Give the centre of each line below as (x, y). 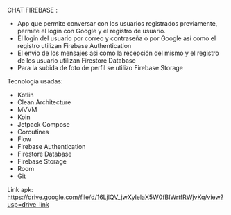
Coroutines (33, 132)
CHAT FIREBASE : (32, 10)
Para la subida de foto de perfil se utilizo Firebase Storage (100, 68)
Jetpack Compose (44, 124)
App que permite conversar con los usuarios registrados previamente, (117, 23)
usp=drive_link (28, 204)
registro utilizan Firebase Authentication (74, 46)
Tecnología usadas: (35, 81)
